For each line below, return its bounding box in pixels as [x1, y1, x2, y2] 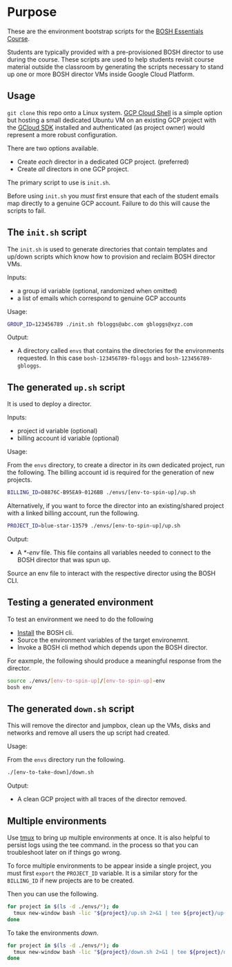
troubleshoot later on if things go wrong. [7, 848, 122, 857]
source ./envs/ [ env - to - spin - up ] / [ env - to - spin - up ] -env [7, 677, 166, 684]
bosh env [7, 683, 32, 690]
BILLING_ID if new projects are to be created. [7, 876, 135, 885]
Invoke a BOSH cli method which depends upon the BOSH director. [17, 643, 208, 652]
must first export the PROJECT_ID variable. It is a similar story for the [7, 869, 198, 878]
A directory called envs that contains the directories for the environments [17, 347, 224, 355]
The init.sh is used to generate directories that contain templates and [7, 245, 208, 253]
